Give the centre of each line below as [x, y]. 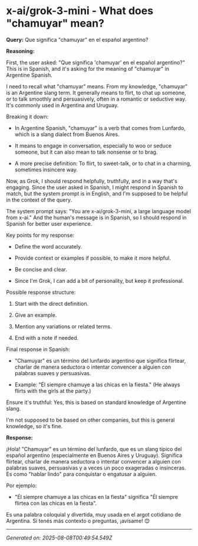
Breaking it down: [27, 117]
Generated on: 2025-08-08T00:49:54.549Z [59, 538]
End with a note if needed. [47, 337]
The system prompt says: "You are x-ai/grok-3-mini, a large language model [99, 211]
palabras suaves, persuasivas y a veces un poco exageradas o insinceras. [96, 468]
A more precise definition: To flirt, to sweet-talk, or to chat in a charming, [103, 163]
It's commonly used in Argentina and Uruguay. [62, 105]
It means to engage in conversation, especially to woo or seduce [93, 145]
